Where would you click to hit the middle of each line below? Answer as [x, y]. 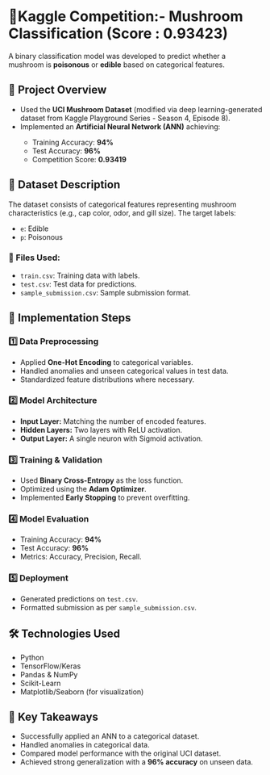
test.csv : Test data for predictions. [78, 284]
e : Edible [34, 228]
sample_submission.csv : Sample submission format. [105, 292]
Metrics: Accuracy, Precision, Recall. [81, 557]
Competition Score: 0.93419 [79, 159]
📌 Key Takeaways [54, 716]
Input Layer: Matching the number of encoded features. [113, 421]
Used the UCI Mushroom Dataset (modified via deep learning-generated [141, 109]
